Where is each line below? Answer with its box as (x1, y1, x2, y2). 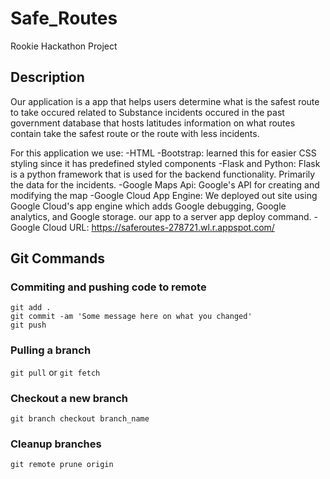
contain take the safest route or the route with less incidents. (10, 127, 260, 139)
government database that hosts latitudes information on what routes (10, 117, 296, 129)
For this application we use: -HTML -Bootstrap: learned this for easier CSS (10, 147, 317, 159)
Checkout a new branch (10, 391, 128, 405)
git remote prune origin (10, 460, 114, 470)
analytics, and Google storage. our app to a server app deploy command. (10, 210, 312, 222)
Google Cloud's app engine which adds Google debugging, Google (10, 200, 287, 212)
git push (10, 320, 47, 331)
